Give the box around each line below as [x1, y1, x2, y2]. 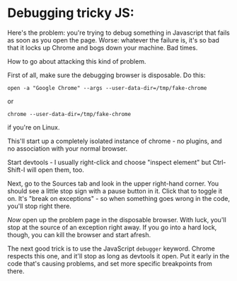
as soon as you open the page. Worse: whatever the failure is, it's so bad [7, 35, 219, 44]
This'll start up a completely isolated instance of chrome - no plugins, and [7, 137, 222, 145]
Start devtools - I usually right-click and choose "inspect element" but [7, 158, 212, 166]
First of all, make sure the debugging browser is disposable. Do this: [7, 71, 206, 79]
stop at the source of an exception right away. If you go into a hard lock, [7, 223, 217, 231]
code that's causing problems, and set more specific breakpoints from [7, 259, 212, 268]
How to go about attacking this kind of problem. [7, 57, 146, 65]
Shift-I [7, 165, 25, 174]
